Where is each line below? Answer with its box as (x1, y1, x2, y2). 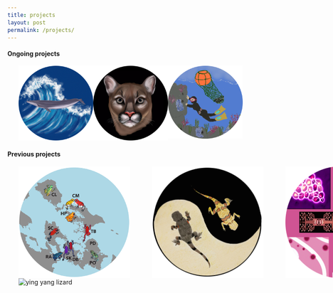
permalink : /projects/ (7, 26, 75, 33)
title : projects (7, 11, 55, 18)
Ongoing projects (7, 49, 60, 58)
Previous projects (7, 150, 61, 159)
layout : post (7, 18, 46, 26)
